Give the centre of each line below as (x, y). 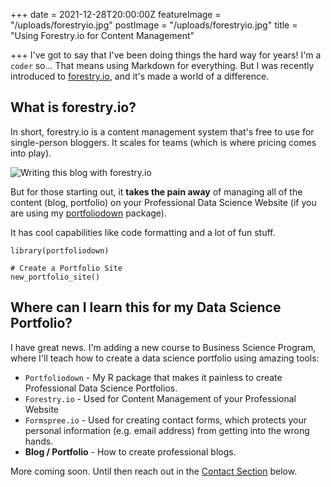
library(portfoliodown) (60, 250)
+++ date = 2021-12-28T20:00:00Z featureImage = (116, 14)
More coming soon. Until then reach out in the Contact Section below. (154, 471)
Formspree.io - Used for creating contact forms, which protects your (166, 420)
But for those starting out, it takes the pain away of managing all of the (156, 191)
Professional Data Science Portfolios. (101, 388)
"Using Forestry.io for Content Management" (102, 35)
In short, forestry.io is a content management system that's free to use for (162, 131)
